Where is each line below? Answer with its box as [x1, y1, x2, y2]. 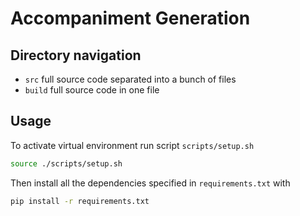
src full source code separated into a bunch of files [24, 73, 237, 85]
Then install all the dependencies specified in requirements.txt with [10, 177, 291, 189]
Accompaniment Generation [10, 7, 251, 30]
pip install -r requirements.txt [10, 196, 150, 206]
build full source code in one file [24, 84, 160, 96]
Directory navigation [10, 47, 142, 64]
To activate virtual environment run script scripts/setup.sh [10, 139, 255, 151]
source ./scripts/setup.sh [10, 158, 123, 169]
